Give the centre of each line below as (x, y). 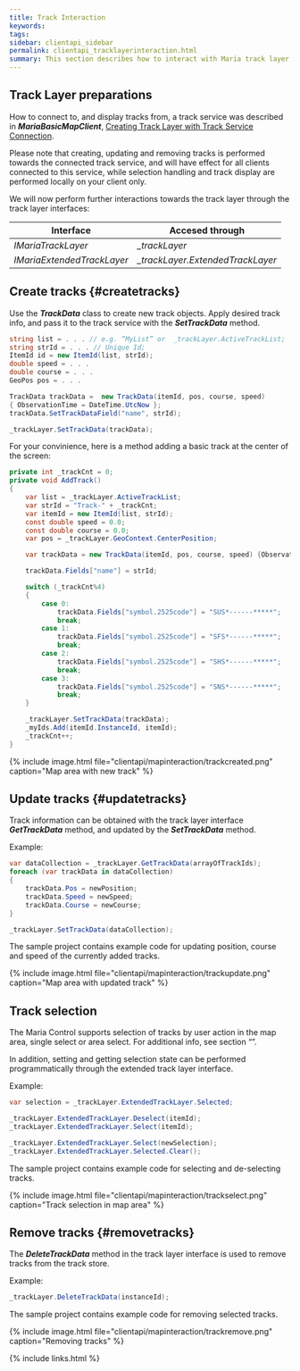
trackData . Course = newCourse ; (83, 905)
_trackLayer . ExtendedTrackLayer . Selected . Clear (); (105, 1151)
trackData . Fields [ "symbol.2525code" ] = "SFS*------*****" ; (169, 637)
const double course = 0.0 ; (77, 531)
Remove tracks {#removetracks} (102, 1233)
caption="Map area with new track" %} (81, 771)
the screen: (30, 456)
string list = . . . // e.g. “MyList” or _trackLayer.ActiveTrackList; (147, 339)
